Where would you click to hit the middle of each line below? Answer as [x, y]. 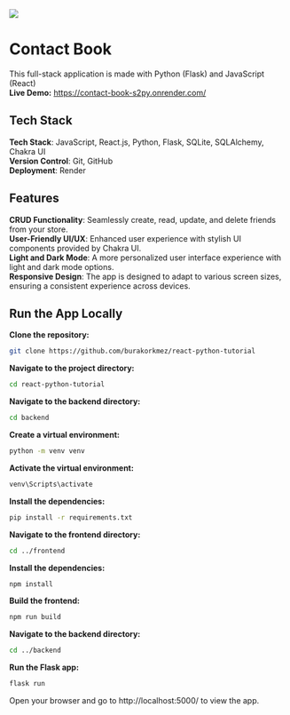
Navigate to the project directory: [72, 369]
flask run [27, 684]
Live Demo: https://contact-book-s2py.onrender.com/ [108, 92]
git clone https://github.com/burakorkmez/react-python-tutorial [132, 351]
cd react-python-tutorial [57, 385]
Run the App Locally [66, 313]
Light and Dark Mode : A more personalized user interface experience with [145, 258]
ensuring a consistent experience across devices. [100, 286]
